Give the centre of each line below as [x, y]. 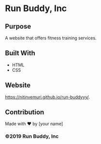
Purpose [18, 26]
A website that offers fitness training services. [51, 38]
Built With [20, 53]
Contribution [25, 112]
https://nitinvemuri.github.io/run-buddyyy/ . [48, 97]
